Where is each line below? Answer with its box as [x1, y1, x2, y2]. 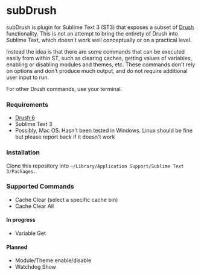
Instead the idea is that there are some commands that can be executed [6, 48, 185, 55]
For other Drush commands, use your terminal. [6, 85, 123, 92]
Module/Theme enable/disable [14, 257, 92, 264]
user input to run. [6, 74, 49, 81]
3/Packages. [6, 168, 36, 175]
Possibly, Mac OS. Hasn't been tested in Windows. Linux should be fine [14, 127, 193, 134]
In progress [6, 216, 36, 224]
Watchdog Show [14, 263, 56, 271]
